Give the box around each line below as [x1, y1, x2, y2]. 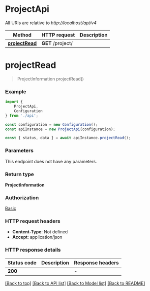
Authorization [5, 194, 39, 201]
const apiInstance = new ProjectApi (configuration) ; [5, 127, 116, 132]
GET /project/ [41, 39, 73, 46]
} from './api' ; [5, 113, 38, 118]
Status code [7, 259, 37, 266]
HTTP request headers [5, 218, 60, 225]
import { [5, 100, 23, 105]
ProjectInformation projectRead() [17, 75, 84, 82]
